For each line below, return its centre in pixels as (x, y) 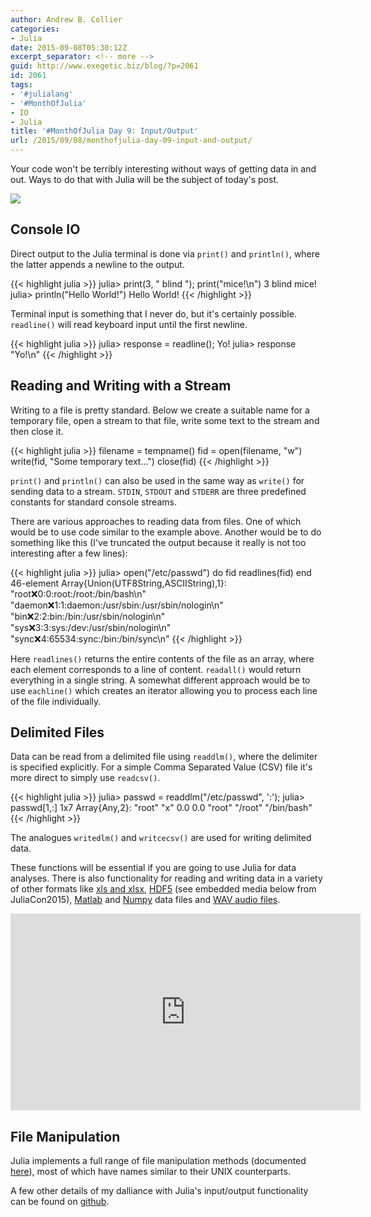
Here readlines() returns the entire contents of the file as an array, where (162, 658)
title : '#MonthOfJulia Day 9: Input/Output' (104, 131)
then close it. (37, 431)
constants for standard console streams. (93, 502)
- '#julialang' (42, 94)
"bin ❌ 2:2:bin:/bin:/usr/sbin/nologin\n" (88, 616)
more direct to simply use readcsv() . (85, 778)
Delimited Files (57, 732)
